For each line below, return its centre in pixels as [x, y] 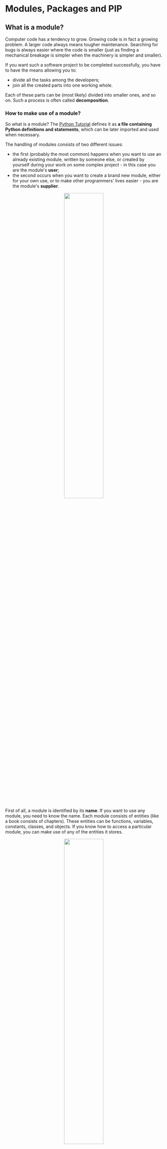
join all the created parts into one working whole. [63, 85]
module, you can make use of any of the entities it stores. [64, 832]
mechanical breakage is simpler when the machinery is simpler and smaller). [84, 55]
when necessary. [23, 135]
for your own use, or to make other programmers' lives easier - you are [85, 181]
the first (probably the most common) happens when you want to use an [87, 154]
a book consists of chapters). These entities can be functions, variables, [79, 821]
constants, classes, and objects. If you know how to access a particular [79, 826]
